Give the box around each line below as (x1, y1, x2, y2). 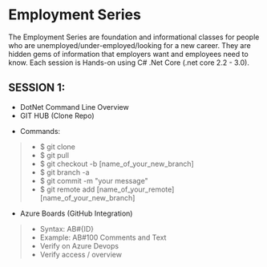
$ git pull (39, 150, 70, 160)
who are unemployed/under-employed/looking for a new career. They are (8, 40, 251, 50)
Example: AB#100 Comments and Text (39, 233, 167, 242)
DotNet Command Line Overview (19, 102, 130, 111)
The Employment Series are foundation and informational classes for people (8, 32, 260, 42)
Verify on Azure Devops (39, 241, 119, 250)
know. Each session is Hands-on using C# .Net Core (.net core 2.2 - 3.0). (8, 58, 250, 67)
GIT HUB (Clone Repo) (19, 111, 95, 120)
